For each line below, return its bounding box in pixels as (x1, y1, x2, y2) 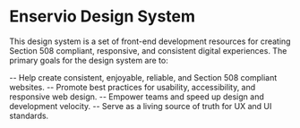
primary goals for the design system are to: (9, 55, 168, 65)
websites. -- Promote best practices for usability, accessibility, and (9, 81, 256, 92)
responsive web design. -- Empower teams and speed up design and (9, 91, 264, 102)
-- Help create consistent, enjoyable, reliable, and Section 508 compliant (9, 72, 278, 82)
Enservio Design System (9, 6, 195, 27)
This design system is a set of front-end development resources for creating (9, 36, 291, 47)
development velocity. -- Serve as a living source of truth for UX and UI (9, 100, 272, 111)
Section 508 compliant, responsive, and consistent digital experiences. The (9, 45, 287, 55)
